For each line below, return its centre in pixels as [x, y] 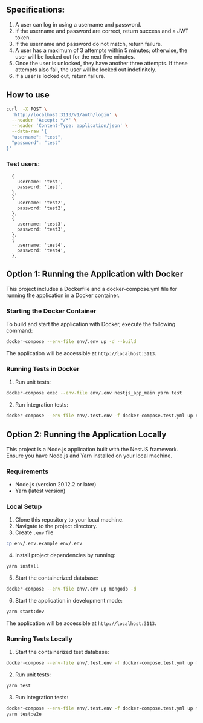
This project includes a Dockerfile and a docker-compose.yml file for [92, 289]
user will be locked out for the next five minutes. [75, 56]
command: [20, 331]
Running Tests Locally [40, 639]
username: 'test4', [42, 245]
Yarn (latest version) [40, 491]
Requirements [27, 471]
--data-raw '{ [29, 132]
